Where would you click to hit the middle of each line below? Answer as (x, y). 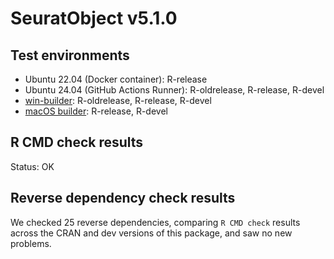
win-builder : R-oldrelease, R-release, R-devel (118, 100)
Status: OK (32, 166)
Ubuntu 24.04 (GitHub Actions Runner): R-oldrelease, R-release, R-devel (174, 90)
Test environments (70, 55)
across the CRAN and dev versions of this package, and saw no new (151, 233)
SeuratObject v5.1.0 (94, 18)
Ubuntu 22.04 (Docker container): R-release (116, 79)
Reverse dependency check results (123, 198)
